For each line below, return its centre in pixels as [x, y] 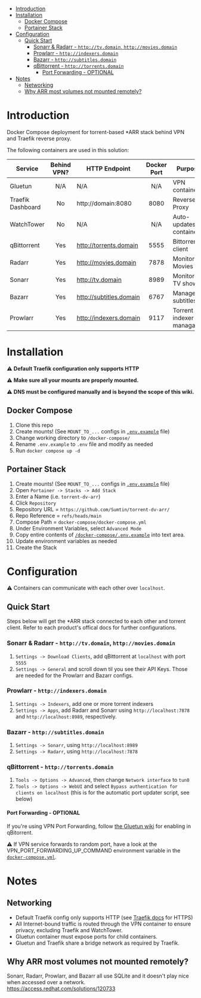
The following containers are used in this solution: [68, 150]
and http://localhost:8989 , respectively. [66, 716]
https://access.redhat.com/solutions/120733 [61, 989]
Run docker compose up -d [48, 450]
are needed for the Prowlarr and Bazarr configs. [74, 675]
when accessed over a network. [46, 982]
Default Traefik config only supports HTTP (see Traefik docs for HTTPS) [104, 917]
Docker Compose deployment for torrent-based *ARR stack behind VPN [96, 132]
